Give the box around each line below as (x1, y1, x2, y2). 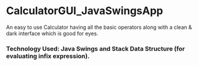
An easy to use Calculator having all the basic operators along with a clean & (6, 24, 192, 31)
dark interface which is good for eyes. (6, 29, 98, 37)
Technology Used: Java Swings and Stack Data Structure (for (6, 44, 186, 52)
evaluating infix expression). (6, 52, 90, 60)
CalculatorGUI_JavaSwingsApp (6, 4, 163, 18)
